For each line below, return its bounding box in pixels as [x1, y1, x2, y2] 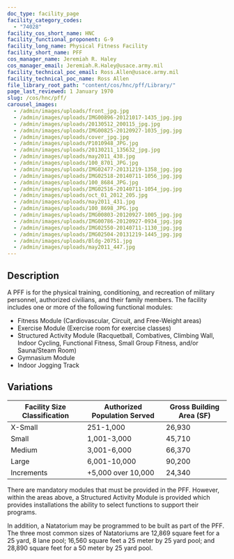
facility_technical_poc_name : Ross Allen [7, 75, 130, 82]
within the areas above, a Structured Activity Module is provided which [7, 493, 210, 501]
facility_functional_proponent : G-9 [7, 36, 114, 43]
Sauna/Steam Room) [17, 346, 77, 355]
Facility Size [24, 402, 66, 412]
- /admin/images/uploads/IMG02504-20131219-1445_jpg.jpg [13, 231, 182, 238]
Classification [22, 410, 70, 420]
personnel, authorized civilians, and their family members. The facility [7, 295, 208, 304]
